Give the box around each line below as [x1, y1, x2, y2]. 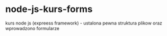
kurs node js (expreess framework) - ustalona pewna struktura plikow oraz [5, 20, 162, 26]
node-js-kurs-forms [5, 3, 93, 15]
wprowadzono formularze [5, 25, 60, 31]
